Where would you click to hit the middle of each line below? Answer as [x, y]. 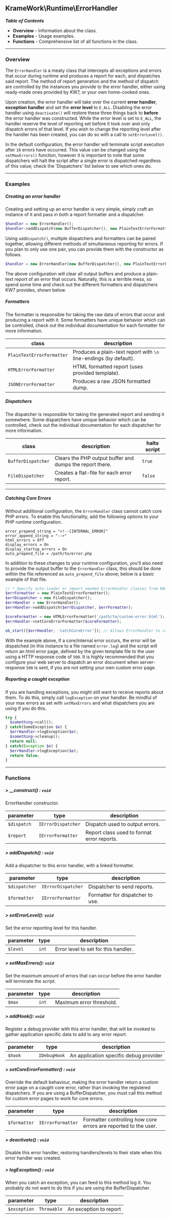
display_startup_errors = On [36, 549]
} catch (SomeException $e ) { [36, 727]
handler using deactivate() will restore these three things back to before [82, 113]
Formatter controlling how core [120, 1120]
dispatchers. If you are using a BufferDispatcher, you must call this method [83, 1093]
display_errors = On [27, 544]
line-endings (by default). [104, 358]
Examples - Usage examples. [44, 36]
